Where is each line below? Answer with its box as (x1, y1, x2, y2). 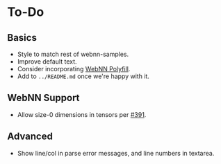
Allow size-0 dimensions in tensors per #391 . (17, 110, 147, 118)
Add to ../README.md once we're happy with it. (17, 72, 149, 80)
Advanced (7, 131, 54, 143)
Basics (7, 32, 37, 44)
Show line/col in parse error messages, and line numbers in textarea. (17, 149, 215, 157)
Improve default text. (17, 57, 78, 66)
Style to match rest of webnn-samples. (17, 50, 129, 58)
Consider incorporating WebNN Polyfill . (17, 65, 131, 73)
